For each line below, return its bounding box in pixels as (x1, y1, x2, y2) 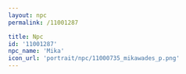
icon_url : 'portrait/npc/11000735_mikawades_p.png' (8, 55, 180, 62)
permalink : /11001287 (8, 19, 79, 26)
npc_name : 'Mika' (8, 48, 65, 55)
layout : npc (8, 11, 47, 19)
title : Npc (8, 33, 44, 41)
